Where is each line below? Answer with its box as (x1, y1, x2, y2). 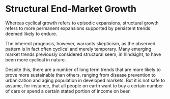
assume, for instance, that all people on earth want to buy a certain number (5, 82, 163, 89)
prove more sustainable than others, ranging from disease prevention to (5, 72, 156, 78)
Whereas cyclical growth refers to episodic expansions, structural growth (5, 20, 159, 26)
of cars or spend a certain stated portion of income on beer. (5, 88, 131, 94)
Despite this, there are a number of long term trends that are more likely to (5, 67, 161, 73)
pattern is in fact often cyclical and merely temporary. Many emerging (5, 46, 152, 52)
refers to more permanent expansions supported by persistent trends (5, 25, 151, 31)
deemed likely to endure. (5, 30, 58, 37)
